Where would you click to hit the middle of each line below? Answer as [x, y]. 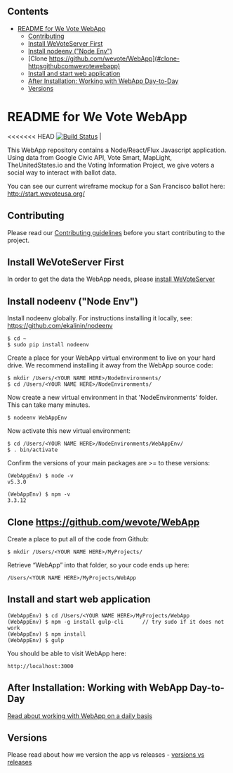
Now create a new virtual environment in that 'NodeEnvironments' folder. [112, 398]
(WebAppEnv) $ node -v [40, 476]
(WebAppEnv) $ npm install [47, 634]
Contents [28, 12]
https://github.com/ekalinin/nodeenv [60, 326]
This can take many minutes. [49, 405]
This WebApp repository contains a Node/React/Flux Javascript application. [117, 150]
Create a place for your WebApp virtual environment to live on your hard [111, 358]
